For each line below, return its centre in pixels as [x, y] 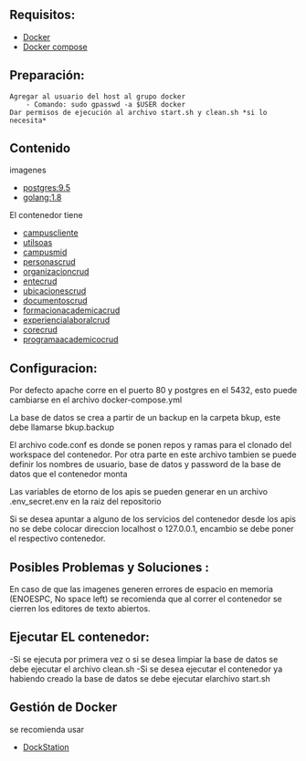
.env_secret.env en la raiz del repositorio [85, 502]
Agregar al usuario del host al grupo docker [97, 96]
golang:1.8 [42, 198]
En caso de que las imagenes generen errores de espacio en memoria [142, 589]
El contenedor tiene [47, 215]
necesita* [28, 120]
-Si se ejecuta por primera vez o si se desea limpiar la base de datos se [144, 659]
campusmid [45, 252]
